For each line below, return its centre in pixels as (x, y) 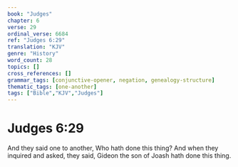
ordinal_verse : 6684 (38, 34)
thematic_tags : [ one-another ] (52, 87)
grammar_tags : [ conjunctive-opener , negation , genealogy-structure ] (111, 80)
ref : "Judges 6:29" (36, 41)
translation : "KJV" (36, 47)
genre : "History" (33, 54)
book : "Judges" (30, 14)
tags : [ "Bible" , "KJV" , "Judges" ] (55, 93)
